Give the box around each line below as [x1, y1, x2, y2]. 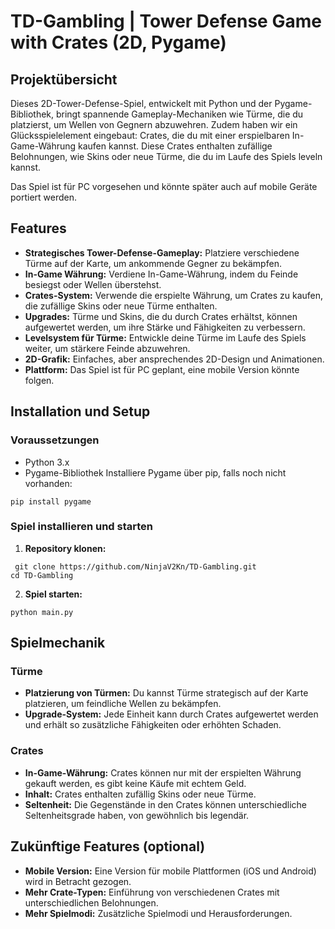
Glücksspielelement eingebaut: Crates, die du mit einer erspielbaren [10, 130, 290, 141]
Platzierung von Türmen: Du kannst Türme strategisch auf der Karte [24, 687, 309, 699]
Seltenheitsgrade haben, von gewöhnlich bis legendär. [24, 809, 250, 821]
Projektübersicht [10, 71, 118, 88]
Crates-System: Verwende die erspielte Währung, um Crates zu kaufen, [24, 289, 324, 301]
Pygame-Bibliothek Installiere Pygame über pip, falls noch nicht [24, 466, 287, 479]
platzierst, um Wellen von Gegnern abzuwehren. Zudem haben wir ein [10, 119, 298, 130]
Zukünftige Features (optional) [10, 838, 206, 855]
